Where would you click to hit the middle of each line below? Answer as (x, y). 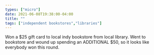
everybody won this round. (32, 47)
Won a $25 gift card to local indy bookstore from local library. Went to (76, 37)
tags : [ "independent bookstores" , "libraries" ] (53, 23)
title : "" (15, 18)
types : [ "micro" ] (23, 9)
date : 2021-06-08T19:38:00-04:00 (39, 14)
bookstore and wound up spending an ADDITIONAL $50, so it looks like (77, 42)
